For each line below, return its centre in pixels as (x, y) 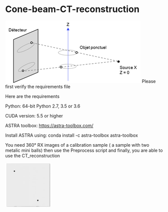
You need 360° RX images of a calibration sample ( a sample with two (77, 145)
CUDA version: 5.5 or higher (34, 116)
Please (149, 81)
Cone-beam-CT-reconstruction (72, 9)
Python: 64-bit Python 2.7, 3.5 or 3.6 (43, 106)
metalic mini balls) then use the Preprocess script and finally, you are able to (84, 150)
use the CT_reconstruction (33, 155)
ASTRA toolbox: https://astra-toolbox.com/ (49, 125)
